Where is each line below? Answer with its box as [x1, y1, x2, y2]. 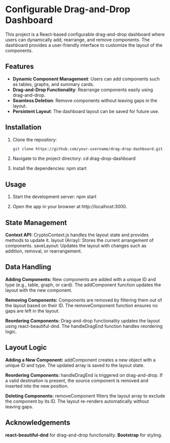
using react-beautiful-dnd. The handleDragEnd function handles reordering [5, 323, 163, 329]
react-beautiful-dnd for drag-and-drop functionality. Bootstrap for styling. [5, 432, 162, 438]
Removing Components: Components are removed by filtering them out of [5, 297, 162, 303]
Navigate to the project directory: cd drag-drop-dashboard [12, 155, 136, 161]
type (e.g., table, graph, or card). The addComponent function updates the [5, 282, 161, 288]
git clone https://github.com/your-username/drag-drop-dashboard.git [12, 146, 163, 151]
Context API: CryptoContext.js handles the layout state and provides [5, 232, 149, 238]
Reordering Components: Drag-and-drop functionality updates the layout [5, 317, 160, 324]
